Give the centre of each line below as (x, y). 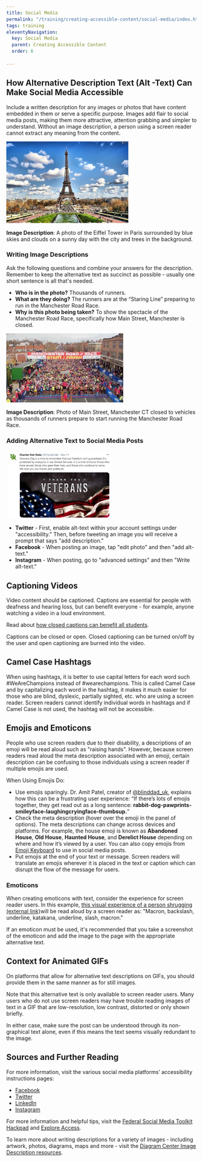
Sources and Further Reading (63, 1057)
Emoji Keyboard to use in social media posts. (71, 850)
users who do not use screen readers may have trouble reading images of (98, 1001)
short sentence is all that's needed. (50, 281)
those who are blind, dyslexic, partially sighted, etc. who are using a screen (100, 696)
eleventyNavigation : (32, 32)
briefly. (15, 1013)
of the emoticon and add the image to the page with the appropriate (91, 936)
